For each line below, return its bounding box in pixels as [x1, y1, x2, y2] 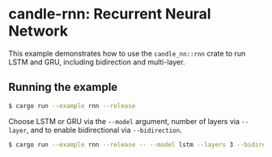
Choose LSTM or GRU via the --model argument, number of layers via [8, 116, 240, 126]
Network [8, 22, 69, 40]
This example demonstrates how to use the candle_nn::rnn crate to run [8, 48, 246, 58]
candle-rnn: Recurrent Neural [8, 5, 212, 23]
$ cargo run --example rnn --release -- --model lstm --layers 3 [8, 140, 233, 149]
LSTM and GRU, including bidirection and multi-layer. [8, 57, 185, 67]
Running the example [8, 81, 118, 94]
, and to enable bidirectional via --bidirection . [26, 125, 182, 134]
